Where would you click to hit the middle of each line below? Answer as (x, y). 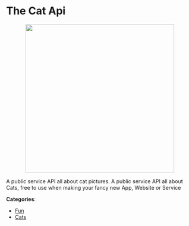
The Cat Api (36, 11)
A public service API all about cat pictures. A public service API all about (94, 181)
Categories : (21, 199)
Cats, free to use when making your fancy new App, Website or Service (94, 187)
